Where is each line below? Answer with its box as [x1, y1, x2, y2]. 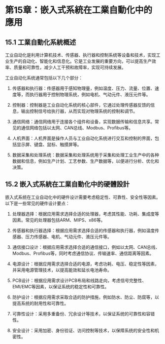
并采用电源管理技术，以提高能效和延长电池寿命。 [12, 267, 112, 273]
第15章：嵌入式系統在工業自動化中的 [5, 4, 153, 16]
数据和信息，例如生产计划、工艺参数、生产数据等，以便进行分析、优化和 [12, 158, 159, 164]
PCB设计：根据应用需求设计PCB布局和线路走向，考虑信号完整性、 [12, 277, 147, 283]
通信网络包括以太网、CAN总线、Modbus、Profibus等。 [21, 125, 133, 131]
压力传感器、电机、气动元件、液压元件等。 [25, 233, 112, 239]
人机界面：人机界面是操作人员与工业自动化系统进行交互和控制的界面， [12, 135, 155, 141]
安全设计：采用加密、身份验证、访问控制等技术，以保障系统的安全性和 [12, 327, 155, 333]
